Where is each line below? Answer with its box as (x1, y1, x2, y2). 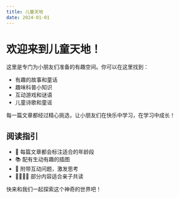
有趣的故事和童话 (14, 76, 58, 83)
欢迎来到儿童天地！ (6, 42, 102, 56)
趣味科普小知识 (14, 84, 52, 91)
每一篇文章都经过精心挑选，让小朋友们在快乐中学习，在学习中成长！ (6, 112, 175, 119)
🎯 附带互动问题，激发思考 (14, 165, 78, 173)
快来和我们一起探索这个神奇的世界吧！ (6, 185, 101, 193)
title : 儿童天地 (6, 8, 43, 15)
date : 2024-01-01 (6, 14, 50, 21)
